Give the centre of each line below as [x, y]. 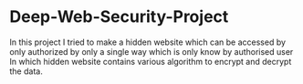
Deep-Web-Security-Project [119, 17]
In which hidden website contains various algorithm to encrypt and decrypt [151, 61]
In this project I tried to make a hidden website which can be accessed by [147, 42]
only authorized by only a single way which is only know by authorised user [151, 51]
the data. [26, 71]
